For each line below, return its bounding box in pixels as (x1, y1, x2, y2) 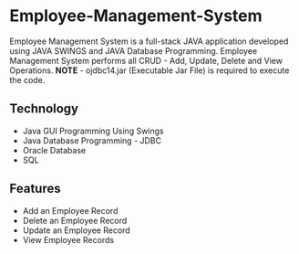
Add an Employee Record (22, 205, 119, 216)
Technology (9, 101, 79, 117)
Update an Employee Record (22, 225, 130, 236)
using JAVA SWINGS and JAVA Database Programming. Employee (9, 45, 258, 56)
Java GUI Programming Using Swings (22, 125, 164, 136)
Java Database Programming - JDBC (22, 134, 162, 146)
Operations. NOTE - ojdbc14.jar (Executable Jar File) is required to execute (9, 65, 290, 76)
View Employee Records (22, 234, 115, 245)
